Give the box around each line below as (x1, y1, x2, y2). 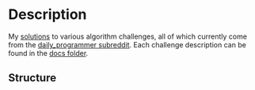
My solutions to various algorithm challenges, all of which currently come (8, 32, 248, 41)
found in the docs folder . (8, 48, 89, 58)
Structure (8, 71, 57, 84)
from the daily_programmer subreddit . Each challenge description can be (8, 39, 247, 49)
